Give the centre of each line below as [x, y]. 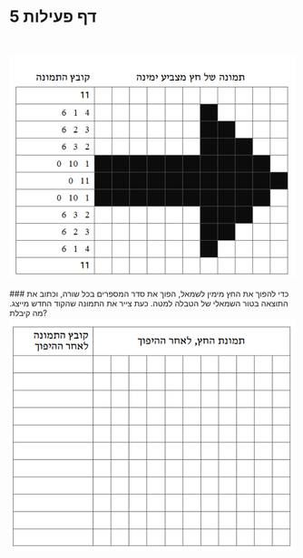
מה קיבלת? [29, 313]
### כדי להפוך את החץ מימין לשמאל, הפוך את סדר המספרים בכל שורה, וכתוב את [149, 293]
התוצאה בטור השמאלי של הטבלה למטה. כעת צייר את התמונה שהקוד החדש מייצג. [149, 303]
